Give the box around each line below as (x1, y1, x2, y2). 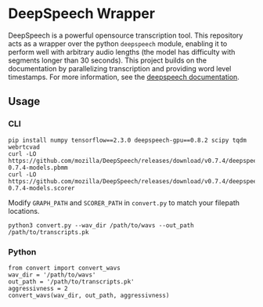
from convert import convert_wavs (8, 264, 121, 272)
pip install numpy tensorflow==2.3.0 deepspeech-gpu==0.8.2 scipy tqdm (8, 136, 247, 144)
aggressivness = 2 (8, 284, 68, 292)
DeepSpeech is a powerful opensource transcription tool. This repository (8, 31, 243, 40)
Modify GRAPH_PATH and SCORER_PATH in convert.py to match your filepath (8, 197, 240, 208)
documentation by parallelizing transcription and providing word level (8, 63, 232, 73)
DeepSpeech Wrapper (8, 5, 155, 23)
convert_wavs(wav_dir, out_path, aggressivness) (8, 291, 170, 299)
